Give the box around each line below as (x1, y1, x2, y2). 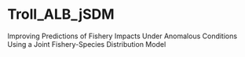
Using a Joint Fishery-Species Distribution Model (7, 39, 166, 48)
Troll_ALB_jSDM (7, 5, 115, 23)
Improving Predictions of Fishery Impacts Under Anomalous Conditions (7, 31, 237, 41)
